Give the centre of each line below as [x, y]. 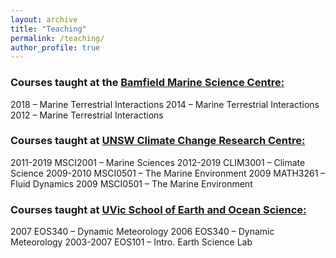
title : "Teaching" [48, 29]
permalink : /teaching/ [57, 38]
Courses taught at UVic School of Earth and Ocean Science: [158, 209]
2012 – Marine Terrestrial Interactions [87, 115]
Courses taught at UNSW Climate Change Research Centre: [158, 141]
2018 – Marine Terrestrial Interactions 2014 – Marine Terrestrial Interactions [165, 104]
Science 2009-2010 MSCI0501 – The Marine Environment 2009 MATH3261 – [168, 173]
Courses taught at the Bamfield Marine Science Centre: [147, 83]
